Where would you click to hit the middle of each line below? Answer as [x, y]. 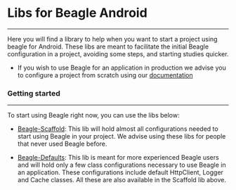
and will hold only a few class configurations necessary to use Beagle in [122, 165]
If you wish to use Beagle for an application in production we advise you [122, 68]
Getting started [34, 93]
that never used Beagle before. [62, 144]
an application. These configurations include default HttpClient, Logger [120, 172]
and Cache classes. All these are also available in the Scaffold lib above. [122, 180]
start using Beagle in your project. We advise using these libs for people [122, 137]
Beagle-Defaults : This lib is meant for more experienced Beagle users [118, 158]
